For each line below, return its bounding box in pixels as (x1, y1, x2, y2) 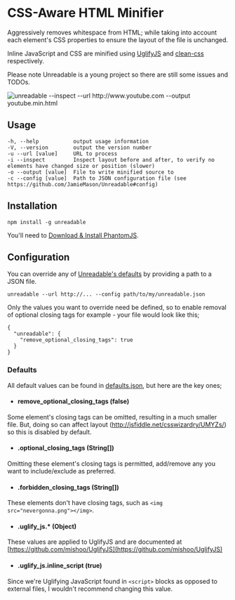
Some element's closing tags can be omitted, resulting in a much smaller (7, 412, 217, 421)
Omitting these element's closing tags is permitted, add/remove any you (7, 459, 216, 468)
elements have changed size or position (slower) (7, 162, 156, 169)
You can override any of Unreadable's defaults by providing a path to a (7, 270, 212, 278)
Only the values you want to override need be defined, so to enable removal (7, 304, 227, 312)
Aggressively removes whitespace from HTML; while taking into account (7, 28, 217, 37)
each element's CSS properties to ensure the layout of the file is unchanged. (7, 35, 229, 44)
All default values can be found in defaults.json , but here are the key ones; (7, 381, 222, 389)
